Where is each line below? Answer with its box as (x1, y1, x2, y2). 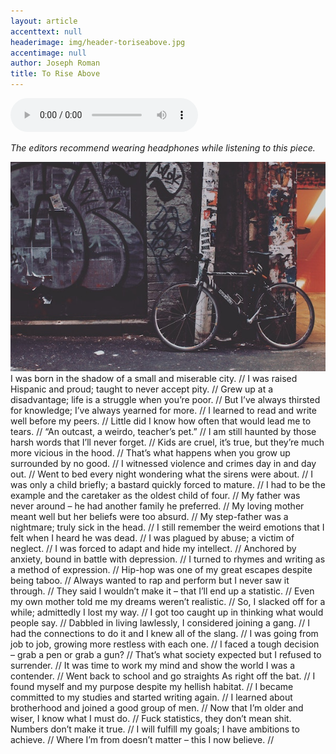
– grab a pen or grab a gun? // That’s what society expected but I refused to (10, 649, 322, 661)
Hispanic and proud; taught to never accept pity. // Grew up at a (10, 383, 274, 395)
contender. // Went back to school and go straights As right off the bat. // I (10, 670, 316, 682)
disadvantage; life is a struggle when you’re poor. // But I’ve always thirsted (10, 394, 321, 406)
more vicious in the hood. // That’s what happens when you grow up (10, 447, 291, 459)
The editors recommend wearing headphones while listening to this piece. (10, 142, 316, 154)
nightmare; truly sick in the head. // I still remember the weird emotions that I (10, 521, 325, 534)
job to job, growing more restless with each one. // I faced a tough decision (10, 638, 320, 650)
